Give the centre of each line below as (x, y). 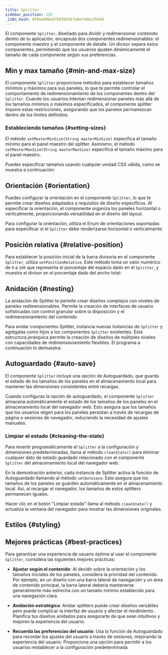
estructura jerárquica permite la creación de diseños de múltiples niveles (80, 337)
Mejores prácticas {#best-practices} (64, 542)
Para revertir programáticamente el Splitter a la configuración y (72, 447)
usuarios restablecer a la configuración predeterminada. (70, 647)
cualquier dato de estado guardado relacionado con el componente (75, 457)
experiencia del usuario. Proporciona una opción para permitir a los (82, 642)
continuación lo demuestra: (33, 348)
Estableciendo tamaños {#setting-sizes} (56, 128)
